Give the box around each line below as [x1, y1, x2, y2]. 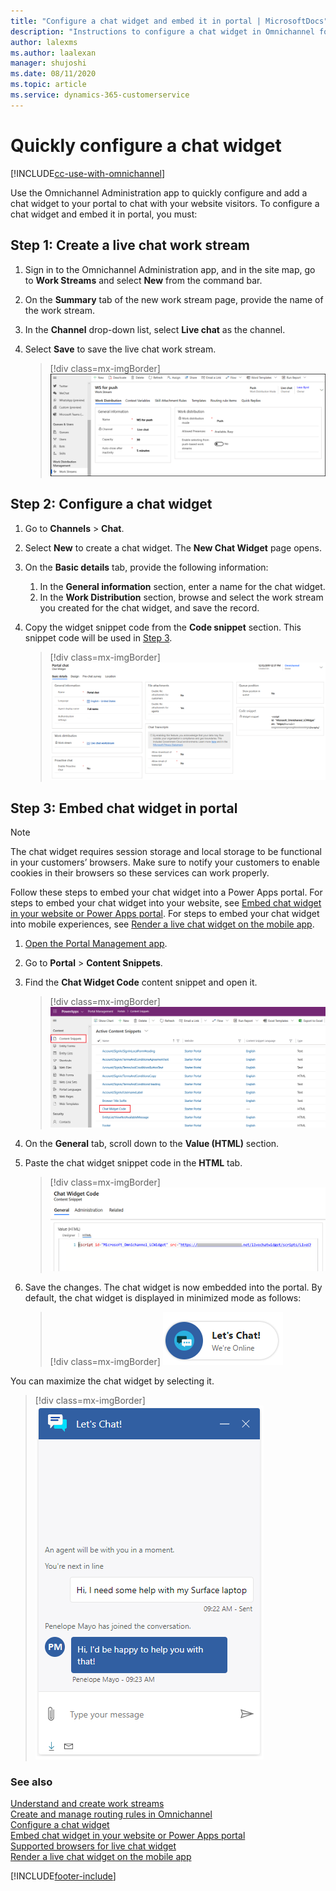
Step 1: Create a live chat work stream [10, 237, 251, 254]
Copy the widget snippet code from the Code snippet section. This [24, 621, 302, 633]
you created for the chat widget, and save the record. [39, 601, 260, 614]
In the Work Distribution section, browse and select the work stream [39, 591, 324, 603]
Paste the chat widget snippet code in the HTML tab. [24, 1157, 243, 1169]
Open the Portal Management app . [24, 938, 168, 950]
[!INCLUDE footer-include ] [10, 1870, 117, 1882]
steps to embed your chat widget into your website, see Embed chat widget [10, 897, 322, 909]
